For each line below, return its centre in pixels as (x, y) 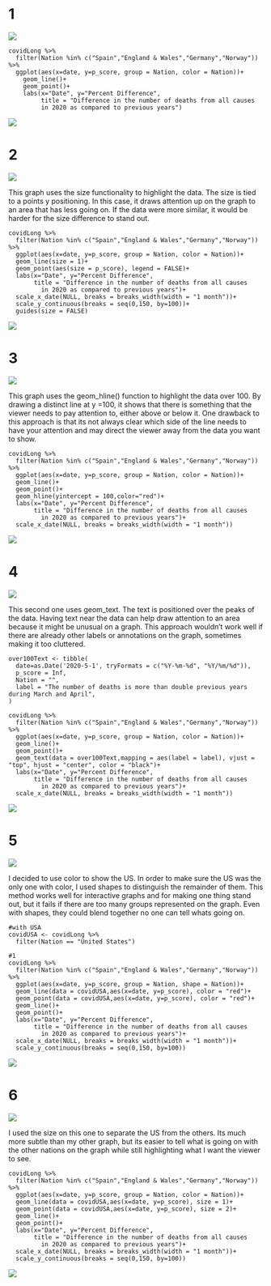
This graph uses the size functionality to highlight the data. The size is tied (132, 192)
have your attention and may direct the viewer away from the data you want (134, 430)
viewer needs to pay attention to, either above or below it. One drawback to (134, 413)
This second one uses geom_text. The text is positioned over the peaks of (131, 609)
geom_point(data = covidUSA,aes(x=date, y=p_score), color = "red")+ (135, 998)
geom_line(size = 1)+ (52, 261)
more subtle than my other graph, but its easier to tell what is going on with (133, 1141)
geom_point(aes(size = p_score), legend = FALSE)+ (103, 268)
